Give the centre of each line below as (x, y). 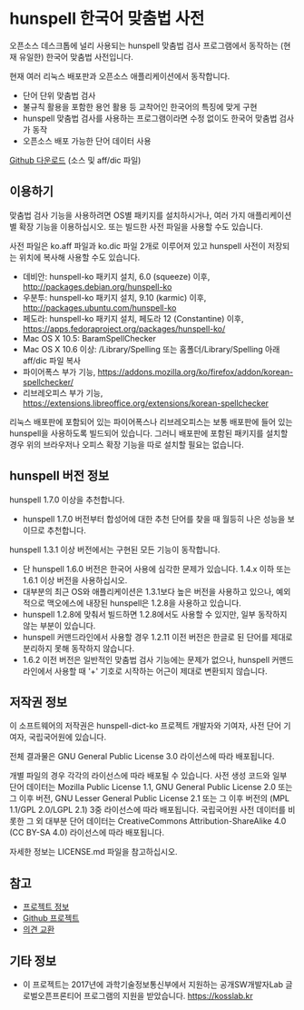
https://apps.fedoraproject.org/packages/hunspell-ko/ (124, 329)
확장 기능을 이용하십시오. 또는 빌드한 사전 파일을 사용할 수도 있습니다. (141, 226)
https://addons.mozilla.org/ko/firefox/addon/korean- (196, 371)
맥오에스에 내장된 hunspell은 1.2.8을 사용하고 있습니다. (144, 603)
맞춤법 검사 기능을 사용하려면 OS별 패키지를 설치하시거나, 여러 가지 (127, 215)
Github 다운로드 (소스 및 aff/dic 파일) (75, 160)
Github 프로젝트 (51, 918)
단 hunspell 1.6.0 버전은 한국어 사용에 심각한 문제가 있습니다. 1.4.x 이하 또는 (157, 569)
